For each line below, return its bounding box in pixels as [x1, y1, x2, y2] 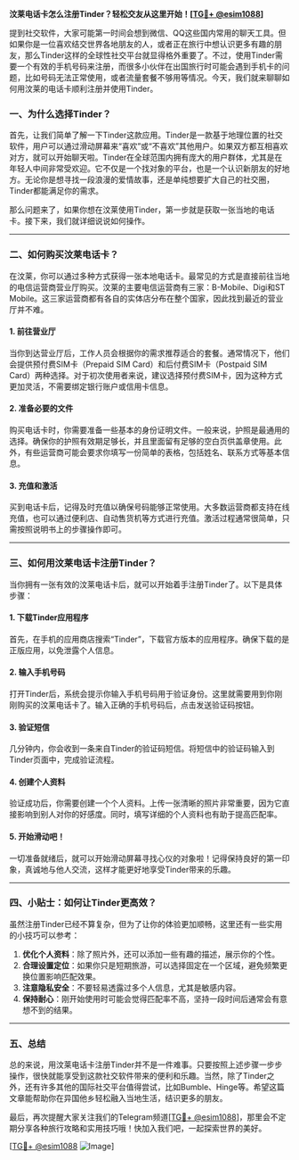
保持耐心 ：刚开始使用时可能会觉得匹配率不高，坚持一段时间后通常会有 [21, 993, 280, 1004]
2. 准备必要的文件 [9, 403, 74, 414]
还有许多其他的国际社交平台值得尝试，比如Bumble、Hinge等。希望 [24, 1081, 270, 1092]
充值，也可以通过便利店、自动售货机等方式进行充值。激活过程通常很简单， [9, 513, 282, 524]
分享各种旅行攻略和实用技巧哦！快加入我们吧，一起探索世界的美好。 [16, 1123, 267, 1134]
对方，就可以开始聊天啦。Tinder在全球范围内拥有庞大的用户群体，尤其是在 [9, 152, 283, 163]
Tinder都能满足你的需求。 [9, 186, 104, 196]
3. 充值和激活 [9, 480, 58, 491]
